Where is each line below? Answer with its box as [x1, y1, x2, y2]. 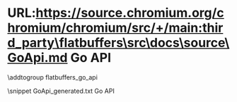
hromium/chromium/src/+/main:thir [7, 20, 224, 36]
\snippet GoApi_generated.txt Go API [7, 87, 115, 95]
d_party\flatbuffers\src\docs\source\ [7, 35, 230, 51]
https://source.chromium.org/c [35, 5, 224, 21]
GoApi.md [7, 50, 68, 66]
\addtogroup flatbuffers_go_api [7, 72, 98, 82]
